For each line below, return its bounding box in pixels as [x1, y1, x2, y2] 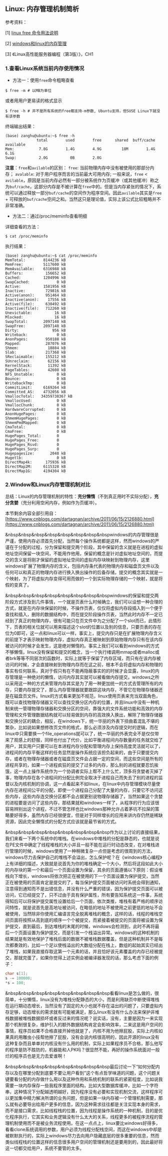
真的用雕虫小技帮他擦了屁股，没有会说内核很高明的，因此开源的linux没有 [9, 1034, 159, 1041]
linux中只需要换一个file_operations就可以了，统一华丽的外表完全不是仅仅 [5, 731, 155, 737]
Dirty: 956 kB [5, 328, 66, 333]
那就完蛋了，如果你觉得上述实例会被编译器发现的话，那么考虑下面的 [13, 955, 154, 961]
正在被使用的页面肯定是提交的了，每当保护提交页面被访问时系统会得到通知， [5, 879, 163, 885]
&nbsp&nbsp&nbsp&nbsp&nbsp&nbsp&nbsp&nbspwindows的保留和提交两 [5, 593, 159, 599]
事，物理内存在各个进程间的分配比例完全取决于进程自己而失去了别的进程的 [5, 775, 158, 781]
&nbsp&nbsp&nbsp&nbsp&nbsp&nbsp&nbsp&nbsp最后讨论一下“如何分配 [5, 1064, 156, 1070]
